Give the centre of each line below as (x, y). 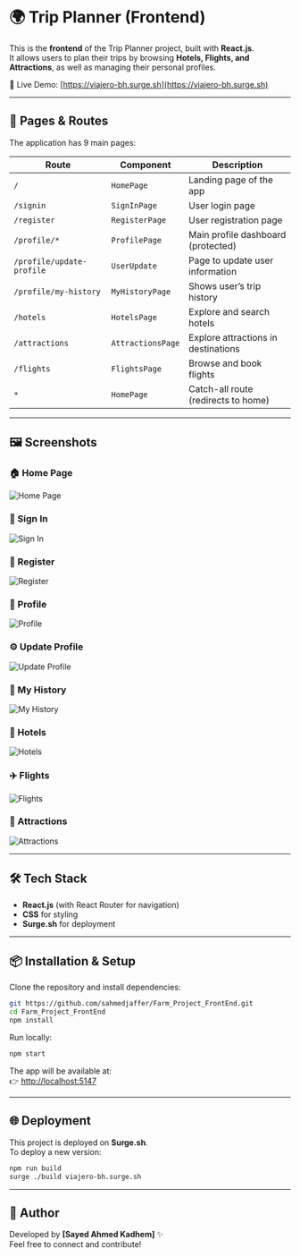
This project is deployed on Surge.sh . (79, 1142)
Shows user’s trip (225, 285)
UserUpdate (134, 266)
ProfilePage (137, 240)
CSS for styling (50, 914)
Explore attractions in (233, 337)
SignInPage (134, 205)
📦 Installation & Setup (73, 961)
